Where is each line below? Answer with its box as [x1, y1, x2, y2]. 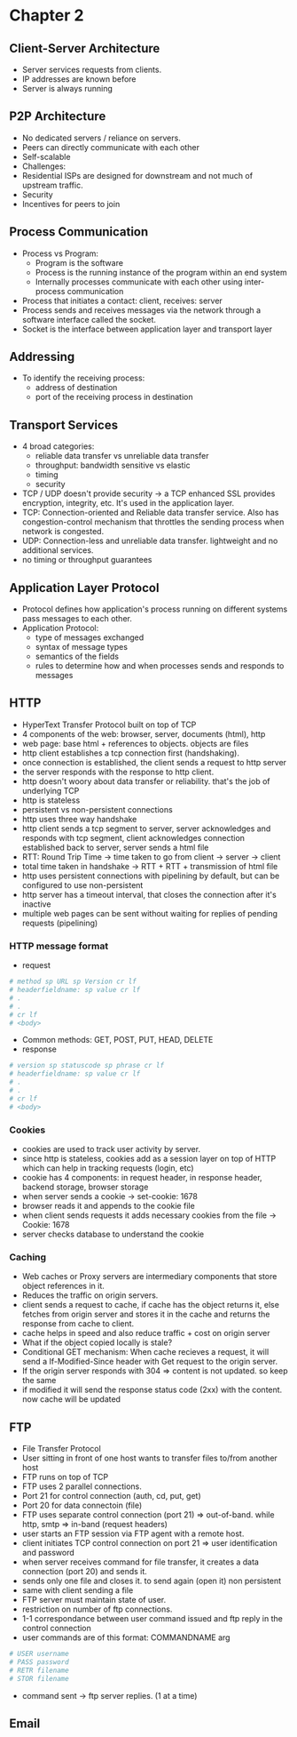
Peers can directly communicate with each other [21, 141, 199, 152]
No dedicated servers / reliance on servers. [21, 132, 182, 143]
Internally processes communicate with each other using [35, 276, 243, 287]
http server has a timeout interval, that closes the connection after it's [21, 889, 277, 900]
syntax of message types [35, 642, 129, 652]
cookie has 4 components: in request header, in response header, [21, 1172, 263, 1182]
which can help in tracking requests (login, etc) [21, 1162, 194, 1173]
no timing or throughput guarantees [21, 555, 152, 565]
